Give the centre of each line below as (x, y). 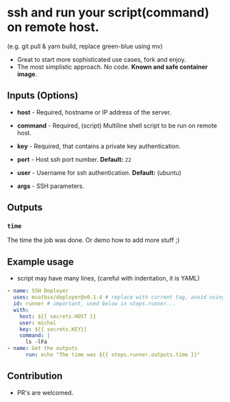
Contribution (35, 376)
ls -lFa (36, 342)
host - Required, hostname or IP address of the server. (94, 112)
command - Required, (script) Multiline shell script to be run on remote (117, 126)
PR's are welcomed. (45, 392)
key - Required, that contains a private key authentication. (99, 146)
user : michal (38, 323)
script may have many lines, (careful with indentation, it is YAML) (108, 279)
